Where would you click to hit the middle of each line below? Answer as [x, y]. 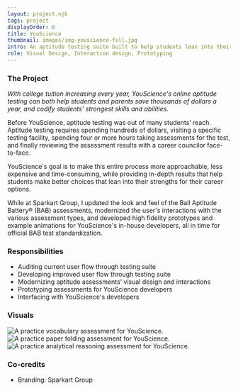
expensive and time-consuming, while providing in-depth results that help [115, 174]
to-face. [19, 153]
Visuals [21, 315]
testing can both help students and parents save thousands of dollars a [112, 101]
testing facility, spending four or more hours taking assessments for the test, [119, 138]
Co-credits [27, 364]
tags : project [28, 21]
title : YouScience [34, 34]
